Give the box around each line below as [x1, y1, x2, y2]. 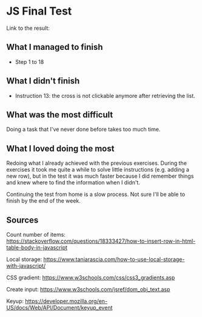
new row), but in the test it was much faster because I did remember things [6, 172, 194, 180]
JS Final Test [6, 4, 72, 18]
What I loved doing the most [6, 143, 115, 153]
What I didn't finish [6, 76, 80, 86]
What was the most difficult [6, 110, 113, 120]
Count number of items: [6, 231, 66, 238]
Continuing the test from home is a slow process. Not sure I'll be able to [6, 190, 186, 198]
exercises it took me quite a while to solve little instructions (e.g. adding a [6, 166, 190, 173]
